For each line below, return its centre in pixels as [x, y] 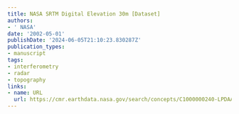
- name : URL [25, 93]
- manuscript [27, 54]
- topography [27, 80]
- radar [19, 73]
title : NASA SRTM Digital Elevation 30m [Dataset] [84, 14]
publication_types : [36, 47]
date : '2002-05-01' [36, 34]
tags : [15, 60]
